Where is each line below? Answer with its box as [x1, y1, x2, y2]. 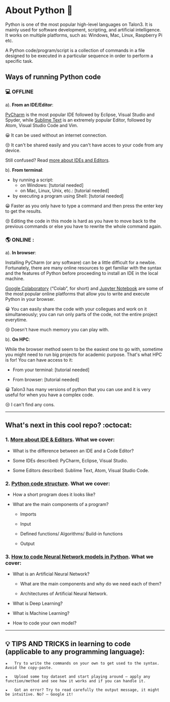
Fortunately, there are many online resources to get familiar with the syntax [5, 264, 162, 270]
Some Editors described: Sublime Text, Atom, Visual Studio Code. [12, 467, 149, 473]
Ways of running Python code [5, 73, 101, 82]
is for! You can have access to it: [5, 357, 73, 363]
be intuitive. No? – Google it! [5, 692, 73, 697]
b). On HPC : [5, 336, 30, 342]
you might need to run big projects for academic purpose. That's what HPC [5, 352, 162, 358]
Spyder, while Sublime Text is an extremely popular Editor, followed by [5, 116, 152, 123]
